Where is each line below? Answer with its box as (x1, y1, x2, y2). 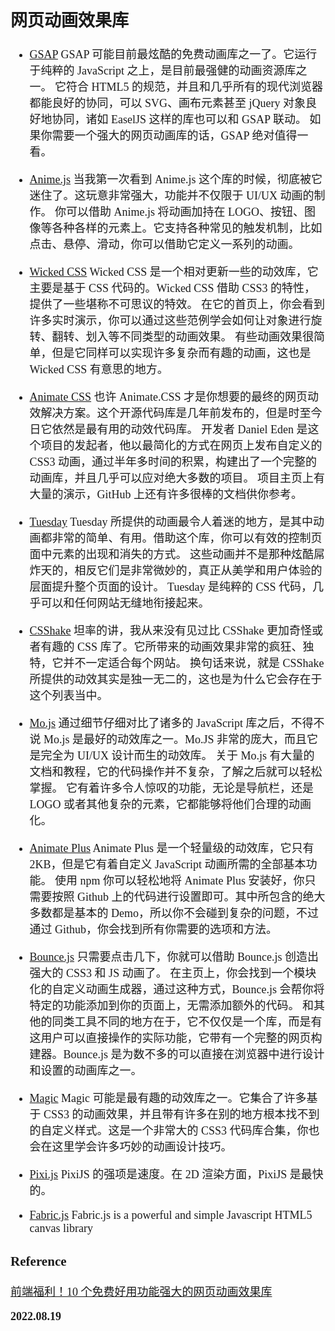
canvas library (29, 1222, 94, 1236)
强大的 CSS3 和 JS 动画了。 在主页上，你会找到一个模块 (29, 967, 317, 981)
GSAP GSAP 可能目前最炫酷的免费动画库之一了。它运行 (29, 48, 318, 62)
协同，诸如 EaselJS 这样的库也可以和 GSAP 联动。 (51, 113, 307, 127)
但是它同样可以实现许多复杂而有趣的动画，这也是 (51, 347, 312, 361)
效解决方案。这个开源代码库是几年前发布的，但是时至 (29, 407, 312, 421)
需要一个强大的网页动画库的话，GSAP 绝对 (51, 129, 275, 143)
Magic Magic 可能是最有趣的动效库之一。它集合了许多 (29, 1092, 307, 1106)
